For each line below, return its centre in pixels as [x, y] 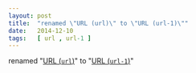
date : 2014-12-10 [41, 30]
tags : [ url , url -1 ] [50, 38]
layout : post [30, 16]
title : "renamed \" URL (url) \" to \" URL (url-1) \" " [98, 23]
